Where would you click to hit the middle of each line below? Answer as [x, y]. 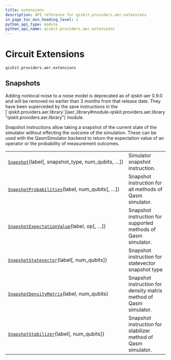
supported [141, 223]
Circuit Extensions [45, 54]
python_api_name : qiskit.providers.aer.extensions [60, 29]
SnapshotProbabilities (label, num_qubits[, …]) [64, 189]
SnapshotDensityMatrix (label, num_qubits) [58, 294]
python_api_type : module [32, 24]
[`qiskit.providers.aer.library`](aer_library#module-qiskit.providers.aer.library [85, 112]
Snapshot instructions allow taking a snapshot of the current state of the [81, 127]
